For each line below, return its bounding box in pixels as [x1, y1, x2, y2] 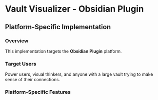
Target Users [5, 60, 37, 67]
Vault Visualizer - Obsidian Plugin [5, 3, 144, 15]
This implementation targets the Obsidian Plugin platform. [5, 48, 122, 54]
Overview [5, 37, 29, 44]
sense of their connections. [5, 77, 60, 83]
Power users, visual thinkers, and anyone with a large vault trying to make [5, 71, 153, 77]
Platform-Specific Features [5, 89, 71, 96]
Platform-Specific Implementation [5, 23, 111, 31]
